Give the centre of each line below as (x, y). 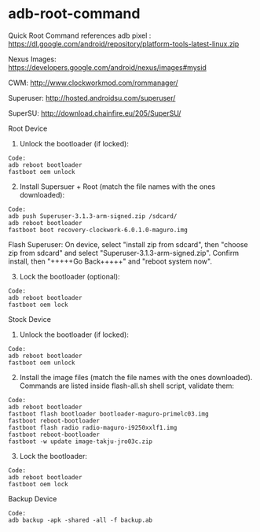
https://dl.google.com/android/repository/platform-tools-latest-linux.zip (124, 43)
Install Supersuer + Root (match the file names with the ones (117, 187)
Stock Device (29, 319)
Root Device (28, 128)
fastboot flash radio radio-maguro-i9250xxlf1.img (93, 427)
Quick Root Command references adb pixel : (80, 35)
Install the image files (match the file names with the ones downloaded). (136, 377)
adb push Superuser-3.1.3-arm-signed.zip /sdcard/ (93, 216)
